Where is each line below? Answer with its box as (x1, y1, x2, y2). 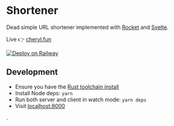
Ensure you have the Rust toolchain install (14, 83, 119, 90)
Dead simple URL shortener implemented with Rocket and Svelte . (6, 24, 169, 31)
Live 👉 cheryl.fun (6, 36, 52, 43)
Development (6, 67, 59, 77)
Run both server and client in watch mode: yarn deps (14, 96, 147, 103)
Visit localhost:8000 (14, 102, 65, 109)
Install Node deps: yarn (14, 89, 73, 96)
